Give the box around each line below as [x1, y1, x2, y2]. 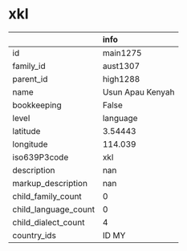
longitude [12, 138, 48, 149]
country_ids [12, 229, 56, 241]
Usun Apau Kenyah [102, 86, 175, 97]
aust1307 [102, 60, 140, 71]
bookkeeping [12, 99, 62, 111]
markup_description [12, 177, 88, 188]
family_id [12, 60, 46, 71]
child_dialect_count [12, 217, 85, 228]
